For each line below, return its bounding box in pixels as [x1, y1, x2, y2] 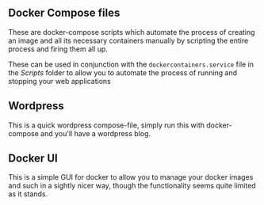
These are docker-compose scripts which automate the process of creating [8, 27, 255, 36]
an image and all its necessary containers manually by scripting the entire [8, 36, 249, 45]
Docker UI [8, 152, 58, 165]
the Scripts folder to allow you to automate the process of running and [8, 67, 238, 78]
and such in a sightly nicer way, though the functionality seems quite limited [8, 181, 256, 191]
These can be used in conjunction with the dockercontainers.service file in [8, 59, 254, 69]
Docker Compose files [8, 6, 121, 20]
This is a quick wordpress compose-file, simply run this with [8, 120, 205, 130]
